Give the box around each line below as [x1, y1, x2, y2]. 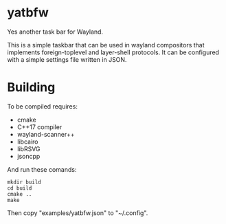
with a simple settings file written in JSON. [7, 55, 127, 63]
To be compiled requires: [7, 102, 78, 111]
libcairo [16, 137, 38, 146]
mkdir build [7, 179, 41, 186]
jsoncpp [16, 152, 41, 160]
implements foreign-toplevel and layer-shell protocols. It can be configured [7, 48, 220, 56]
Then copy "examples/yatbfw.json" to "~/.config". [7, 208, 148, 217]
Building [7, 80, 56, 96]
